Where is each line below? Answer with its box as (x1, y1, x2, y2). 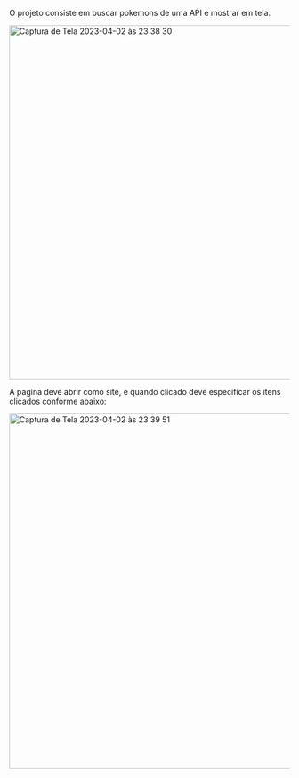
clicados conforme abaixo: (9, 396, 107, 406)
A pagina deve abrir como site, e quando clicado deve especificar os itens (9, 387, 281, 397)
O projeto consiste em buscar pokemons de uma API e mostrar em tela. (9, 8, 271, 18)
